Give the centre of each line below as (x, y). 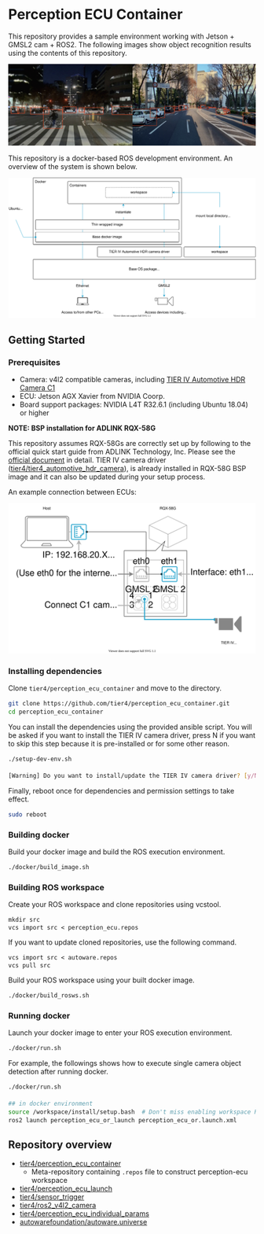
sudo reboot (27, 814)
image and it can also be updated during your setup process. (107, 477)
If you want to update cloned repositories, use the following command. (123, 942)
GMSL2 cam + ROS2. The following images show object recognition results (130, 44)
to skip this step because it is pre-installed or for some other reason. (119, 744)
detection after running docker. (58, 1072)
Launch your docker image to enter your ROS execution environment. (120, 1033)
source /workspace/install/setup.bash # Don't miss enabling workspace (130, 1112)
